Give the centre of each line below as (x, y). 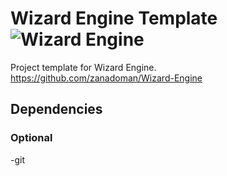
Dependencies (56, 109)
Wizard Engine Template (114, 18)
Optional (31, 138)
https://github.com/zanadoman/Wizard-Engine (106, 78)
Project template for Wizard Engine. (83, 67)
